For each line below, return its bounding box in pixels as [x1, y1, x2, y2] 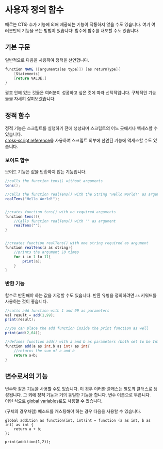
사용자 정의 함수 [5, 4, 64, 16]
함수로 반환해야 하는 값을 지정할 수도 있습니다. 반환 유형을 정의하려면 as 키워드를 [5, 292, 157, 298]
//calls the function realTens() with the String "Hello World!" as [5, 192, 147, 197]
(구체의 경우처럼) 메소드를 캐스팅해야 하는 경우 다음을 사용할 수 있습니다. [5, 409, 142, 414]
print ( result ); [5, 317, 36, 322]
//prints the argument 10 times [14, 249, 79, 255]
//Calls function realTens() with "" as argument [14, 219, 116, 224]
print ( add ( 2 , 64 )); [5, 331, 42, 336]
